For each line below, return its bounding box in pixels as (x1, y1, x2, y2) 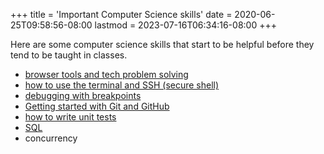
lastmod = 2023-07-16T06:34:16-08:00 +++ (94, 19, 277, 31)
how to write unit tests (24, 111, 117, 123)
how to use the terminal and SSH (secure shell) (24, 79, 220, 91)
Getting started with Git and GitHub (24, 100, 170, 112)
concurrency (24, 132, 78, 144)
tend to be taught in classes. (10, 49, 128, 61)
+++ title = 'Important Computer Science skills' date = (10, 9, 233, 20)
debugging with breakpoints (24, 90, 142, 101)
